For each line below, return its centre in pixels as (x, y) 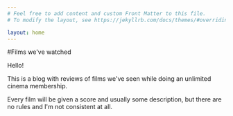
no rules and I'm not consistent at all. (60, 107)
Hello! (16, 66)
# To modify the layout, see (49, 20)
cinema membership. (37, 86)
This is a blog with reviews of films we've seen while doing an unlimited (109, 79)
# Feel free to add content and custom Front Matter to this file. (107, 13)
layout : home (26, 32)
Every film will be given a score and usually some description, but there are (114, 99)
